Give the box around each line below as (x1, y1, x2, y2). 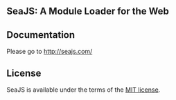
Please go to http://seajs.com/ (6, 48, 93, 56)
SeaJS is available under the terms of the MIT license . (6, 86, 161, 94)
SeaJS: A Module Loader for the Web (6, 6, 169, 17)
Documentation (6, 29, 76, 41)
